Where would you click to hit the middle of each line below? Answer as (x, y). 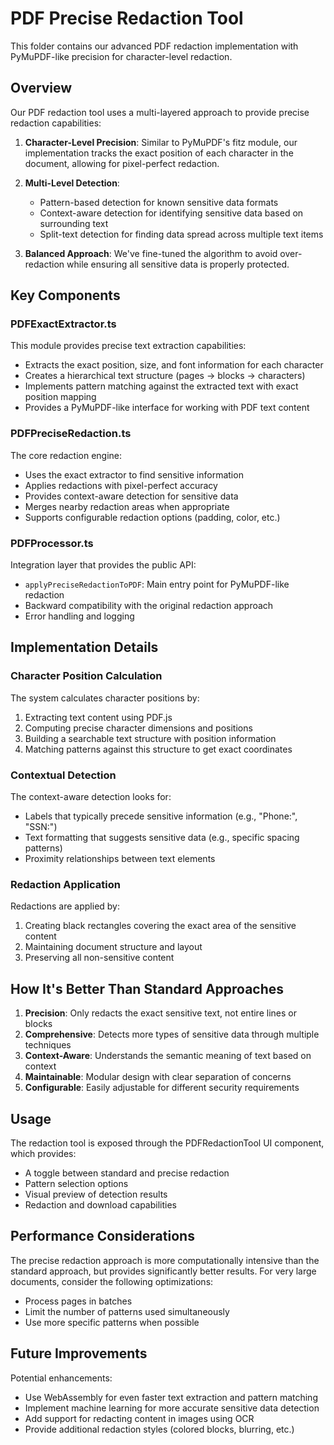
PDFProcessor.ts (52, 543)
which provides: (43, 1153)
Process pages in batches (78, 1301)
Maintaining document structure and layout (113, 947)
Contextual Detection (63, 775)
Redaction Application (65, 884)
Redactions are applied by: (65, 906)
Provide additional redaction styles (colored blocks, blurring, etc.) (159, 1429)
